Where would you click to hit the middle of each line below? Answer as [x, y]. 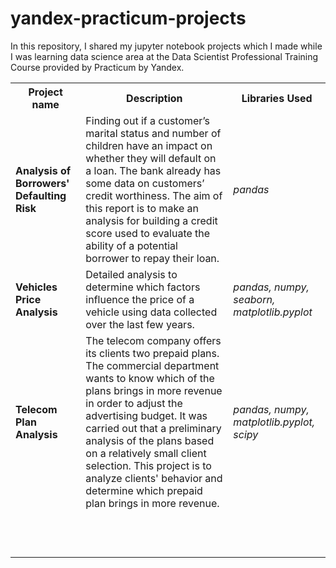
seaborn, [254, 299]
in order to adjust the [134, 403]
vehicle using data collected [151, 312]
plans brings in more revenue [154, 390]
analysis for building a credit [151, 220]
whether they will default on [151, 158]
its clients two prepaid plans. [152, 353]
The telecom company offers [153, 340]
